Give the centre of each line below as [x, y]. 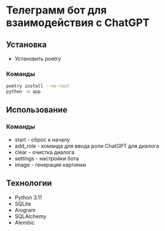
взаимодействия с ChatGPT [78, 23]
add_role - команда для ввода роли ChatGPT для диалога [87, 146]
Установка [27, 44]
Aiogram [25, 210]
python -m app [24, 92]
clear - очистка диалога [44, 152]
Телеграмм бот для [57, 10]
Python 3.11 [28, 197]
